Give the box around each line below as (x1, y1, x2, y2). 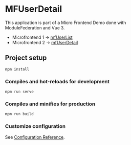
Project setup (5, 54, 47, 62)
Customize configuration (5, 123, 66, 130)
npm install (5, 67, 29, 72)
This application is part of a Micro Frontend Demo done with (5, 20, 126, 25)
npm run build (5, 112, 34, 117)
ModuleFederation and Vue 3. (5, 24, 65, 30)
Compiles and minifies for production (5, 100, 95, 107)
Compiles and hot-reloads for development (5, 78, 110, 85)
